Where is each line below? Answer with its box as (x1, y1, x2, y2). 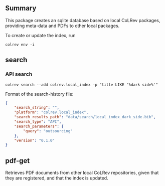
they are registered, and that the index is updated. (5, 175, 109, 181)
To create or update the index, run (5, 32, 76, 38)
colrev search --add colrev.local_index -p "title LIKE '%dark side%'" (5, 82, 158, 87)
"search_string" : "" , (14, 105, 59, 110)
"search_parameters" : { (14, 124, 64, 129)
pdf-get (5, 156, 30, 165)
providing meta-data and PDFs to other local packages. (5, 23, 120, 29)
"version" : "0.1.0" (14, 138, 55, 143)
